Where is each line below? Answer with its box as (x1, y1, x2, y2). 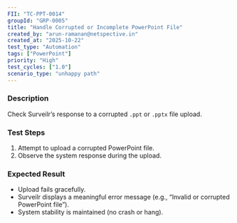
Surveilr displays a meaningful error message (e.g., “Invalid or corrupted (17, 193, 230, 202)
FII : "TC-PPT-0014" (7, 10, 65, 18)
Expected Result (7, 169, 65, 179)
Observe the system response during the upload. (17, 151, 162, 160)
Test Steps (7, 128, 46, 138)
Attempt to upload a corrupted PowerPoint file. (17, 144, 155, 152)
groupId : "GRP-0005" (7, 17, 69, 24)
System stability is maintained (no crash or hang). (17, 208, 164, 217)
